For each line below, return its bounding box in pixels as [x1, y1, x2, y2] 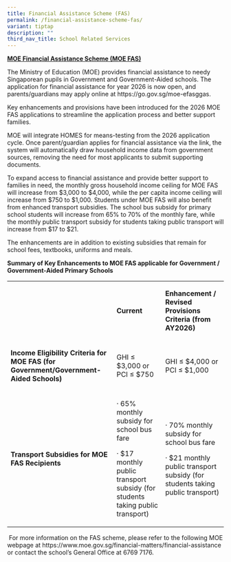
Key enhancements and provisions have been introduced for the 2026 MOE [7, 103, 221, 112]
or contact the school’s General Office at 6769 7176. [7, 548, 155, 556]
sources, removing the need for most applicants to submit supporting [7, 153, 203, 162]
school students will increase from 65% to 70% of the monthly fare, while [7, 211, 215, 219]
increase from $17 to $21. [7, 225, 79, 233]
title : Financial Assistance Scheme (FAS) [7, 10, 131, 17]
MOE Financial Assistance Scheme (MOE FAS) [7, 54, 142, 63]
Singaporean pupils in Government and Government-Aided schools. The [7, 75, 212, 83]
